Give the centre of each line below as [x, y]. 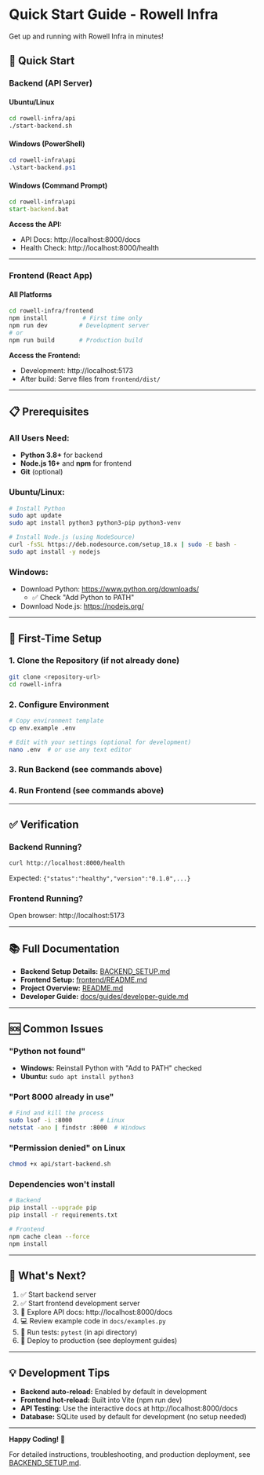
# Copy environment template [56, 720]
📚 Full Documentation [64, 948]
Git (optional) [42, 472]
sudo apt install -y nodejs [55, 551]
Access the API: [35, 225]
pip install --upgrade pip [53, 1208]
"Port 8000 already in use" [61, 1096]
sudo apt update [35, 516]
